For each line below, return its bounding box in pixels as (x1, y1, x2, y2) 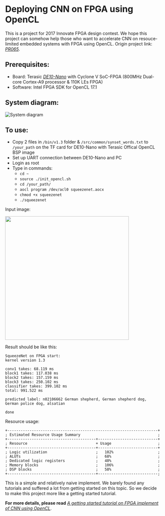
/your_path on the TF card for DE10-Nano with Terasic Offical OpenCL (12, 144, 156, 150)
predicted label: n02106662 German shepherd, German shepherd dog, (5, 397, 147, 402)
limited (5, 41, 19, 47)
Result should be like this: (5, 344, 57, 350)
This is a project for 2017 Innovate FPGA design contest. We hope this (5, 30, 147, 36)
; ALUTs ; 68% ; (5, 454, 161, 459)
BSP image (12, 149, 35, 155)
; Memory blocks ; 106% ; (5, 463, 161, 468)
